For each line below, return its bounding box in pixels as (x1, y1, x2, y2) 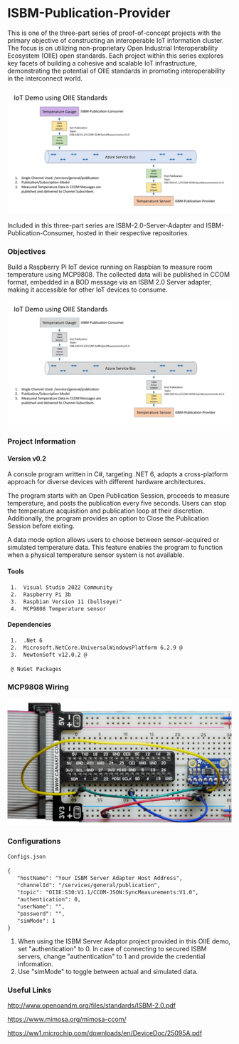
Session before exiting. (7, 522, 75, 531)
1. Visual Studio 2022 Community (10, 583, 113, 591)
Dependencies (7, 620, 52, 629)
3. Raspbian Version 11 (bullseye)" (10, 598, 122, 605)
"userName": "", (16, 903, 65, 910)
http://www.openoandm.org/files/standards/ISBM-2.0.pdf (7, 1001, 176, 1010)
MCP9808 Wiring (7, 682, 69, 692)
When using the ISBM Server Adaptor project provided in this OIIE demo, (17, 936, 231, 946)
